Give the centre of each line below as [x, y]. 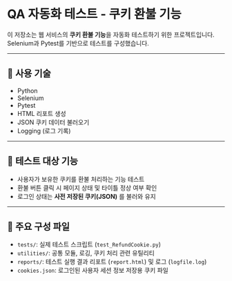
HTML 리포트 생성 [42, 113]
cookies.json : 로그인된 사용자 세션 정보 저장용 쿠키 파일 [93, 271]
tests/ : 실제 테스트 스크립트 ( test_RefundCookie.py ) [89, 244]
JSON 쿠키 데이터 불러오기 [53, 122]
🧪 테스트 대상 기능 [42, 161]
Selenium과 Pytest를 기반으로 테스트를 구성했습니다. [78, 43]
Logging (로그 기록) [44, 130]
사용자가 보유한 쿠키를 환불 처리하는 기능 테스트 [81, 179]
